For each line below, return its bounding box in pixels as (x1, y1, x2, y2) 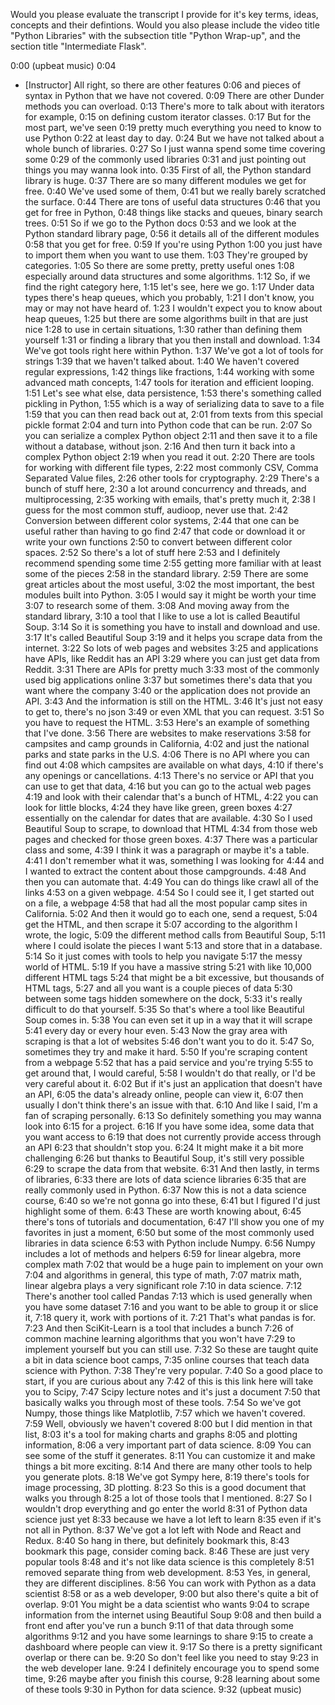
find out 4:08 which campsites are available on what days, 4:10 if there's (24, 759, 324, 771)
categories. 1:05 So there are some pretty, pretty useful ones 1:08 (24, 260, 295, 271)
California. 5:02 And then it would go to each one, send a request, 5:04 (24, 908, 318, 919)
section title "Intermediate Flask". (10, 40, 147, 52)
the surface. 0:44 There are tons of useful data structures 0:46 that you (24, 196, 321, 208)
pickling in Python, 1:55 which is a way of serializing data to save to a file (24, 398, 325, 409)
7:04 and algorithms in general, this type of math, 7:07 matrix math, (24, 1269, 302, 1281)
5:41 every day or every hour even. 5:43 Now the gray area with (24, 1025, 288, 1036)
